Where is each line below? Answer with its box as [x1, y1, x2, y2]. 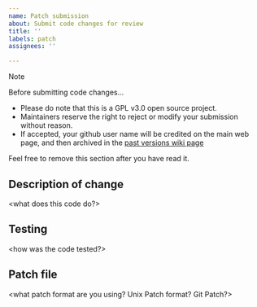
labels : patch [8, 34, 57, 43]
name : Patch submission [8, 11, 89, 20]
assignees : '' [8, 42, 57, 50]
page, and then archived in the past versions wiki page [20, 138, 204, 147]
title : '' [8, 27, 42, 35]
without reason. [20, 121, 73, 130]
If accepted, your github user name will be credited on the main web [20, 129, 250, 139]
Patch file [8, 268, 58, 282]
